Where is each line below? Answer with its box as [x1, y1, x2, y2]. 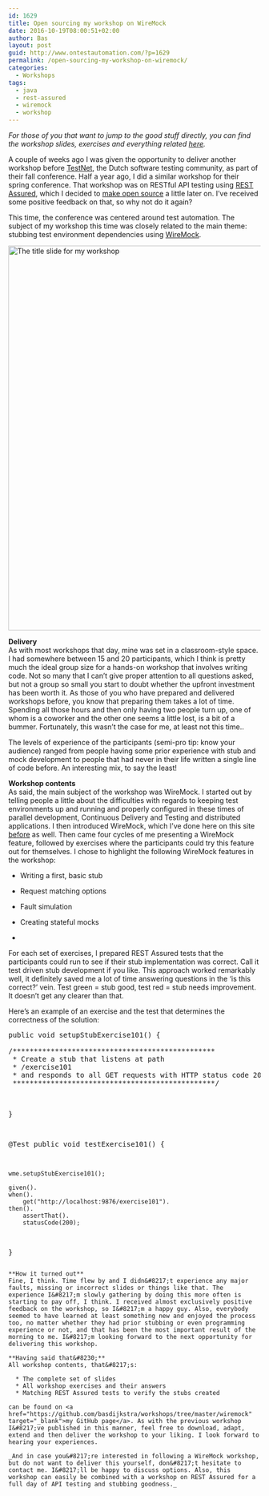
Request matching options [19, 886, 106, 896]
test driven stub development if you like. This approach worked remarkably [8, 966, 256, 974]
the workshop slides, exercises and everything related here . [8, 139, 206, 148]
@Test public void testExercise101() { [8, 1139, 165, 1148]
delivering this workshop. [8, 1340, 98, 1348]
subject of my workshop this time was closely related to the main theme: [8, 221, 247, 231]
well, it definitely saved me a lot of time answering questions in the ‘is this [8, 974, 251, 983]
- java [15, 86, 38, 95]
